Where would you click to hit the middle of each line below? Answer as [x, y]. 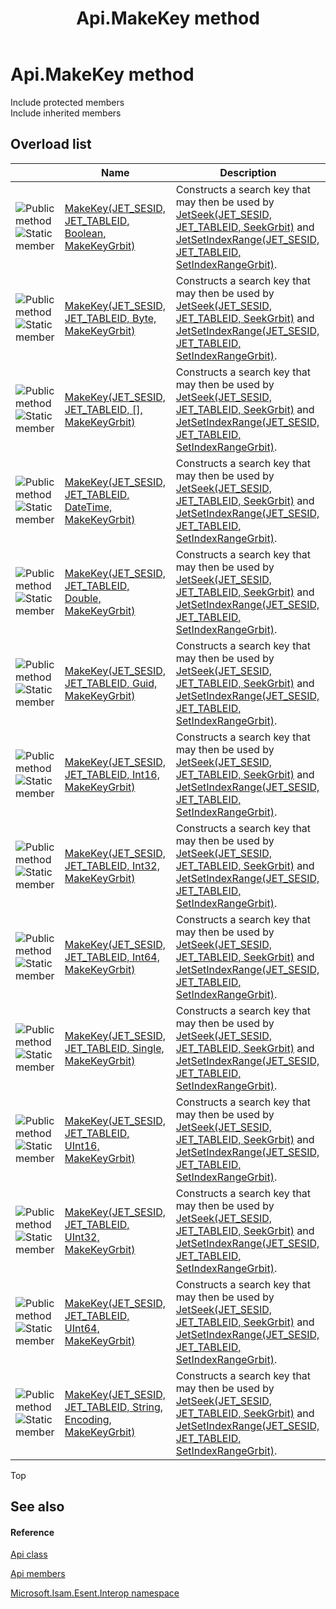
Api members [38, 1574]
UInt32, [82, 1237]
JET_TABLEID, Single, [114, 1048]
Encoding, [88, 1419]
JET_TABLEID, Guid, [111, 683]
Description [248, 172]
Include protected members [67, 102]
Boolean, [85, 233]
